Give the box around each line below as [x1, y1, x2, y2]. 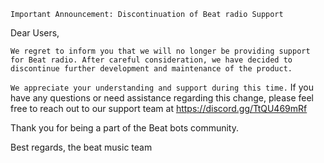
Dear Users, [10, 27, 60, 39]
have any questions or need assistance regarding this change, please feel [10, 92, 314, 104]
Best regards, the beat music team [10, 141, 153, 153]
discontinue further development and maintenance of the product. [10, 64, 293, 74]
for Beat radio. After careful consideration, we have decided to [10, 55, 293, 65]
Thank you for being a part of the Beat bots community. [10, 122, 239, 134]
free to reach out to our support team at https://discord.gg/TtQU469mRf [10, 103, 308, 114]
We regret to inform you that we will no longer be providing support [10, 46, 311, 56]
